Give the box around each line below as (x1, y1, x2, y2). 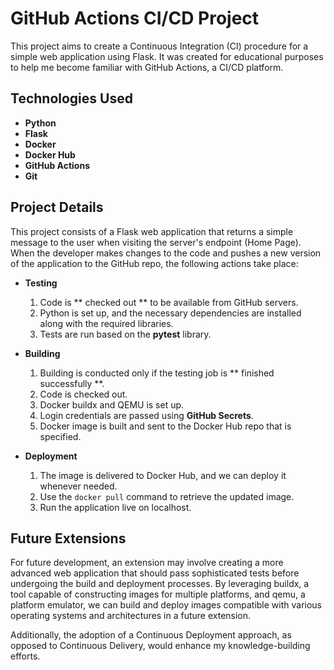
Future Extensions (10, 530, 127, 547)
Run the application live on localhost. (39, 501, 192, 513)
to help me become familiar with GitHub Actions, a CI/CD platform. (10, 61, 284, 73)
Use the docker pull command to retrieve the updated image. (39, 490, 295, 502)
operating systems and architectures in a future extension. (10, 610, 252, 622)
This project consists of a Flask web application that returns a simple (10, 225, 294, 237)
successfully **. (39, 377, 105, 389)
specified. (39, 430, 82, 442)
